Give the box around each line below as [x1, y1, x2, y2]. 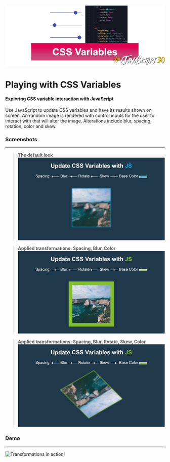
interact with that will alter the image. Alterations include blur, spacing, [5, 117, 152, 124]
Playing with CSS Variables [5, 79, 121, 90]
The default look [17, 152, 53, 158]
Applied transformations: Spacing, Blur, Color [17, 245, 116, 251]
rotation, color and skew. [5, 123, 57, 129]
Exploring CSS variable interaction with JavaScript [5, 96, 114, 102]
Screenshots [5, 136, 37, 143]
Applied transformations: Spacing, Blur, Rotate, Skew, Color [17, 339, 146, 345]
